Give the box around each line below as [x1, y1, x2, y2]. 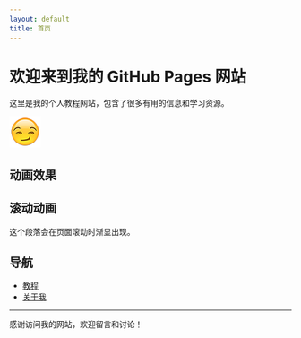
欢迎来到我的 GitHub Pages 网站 [9, 66, 246, 87]
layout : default [9, 14, 70, 23]
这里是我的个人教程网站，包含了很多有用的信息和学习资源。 [9, 98, 229, 108]
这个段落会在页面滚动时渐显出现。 [9, 226, 135, 237]
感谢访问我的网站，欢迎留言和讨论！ [9, 319, 143, 330]
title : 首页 [9, 23, 51, 33]
